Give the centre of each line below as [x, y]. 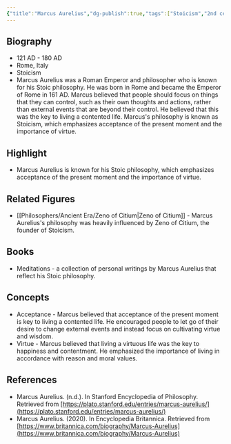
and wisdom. [34, 336]
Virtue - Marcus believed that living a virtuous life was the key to [108, 343]
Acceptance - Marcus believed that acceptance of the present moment [117, 314]
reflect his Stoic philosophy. [56, 276]
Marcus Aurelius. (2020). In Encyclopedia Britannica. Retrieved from [113, 418]
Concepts [28, 298]
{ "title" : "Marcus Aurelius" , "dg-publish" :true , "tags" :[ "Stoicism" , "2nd [111, 13]
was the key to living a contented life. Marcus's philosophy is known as [117, 117]
